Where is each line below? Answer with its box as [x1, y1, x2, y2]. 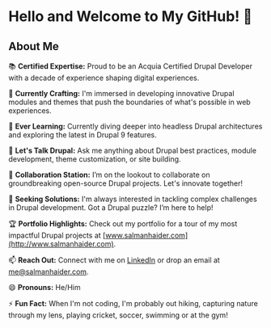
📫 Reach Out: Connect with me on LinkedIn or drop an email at [8, 255, 220, 265]
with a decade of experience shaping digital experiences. [8, 73, 200, 82]
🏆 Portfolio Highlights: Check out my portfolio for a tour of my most [8, 219, 238, 229]
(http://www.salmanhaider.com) [8, 239, 115, 249]
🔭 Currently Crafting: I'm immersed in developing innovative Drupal [8, 89, 235, 98]
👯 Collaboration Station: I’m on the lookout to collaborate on [8, 170, 210, 179]
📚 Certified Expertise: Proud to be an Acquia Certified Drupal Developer [8, 61, 253, 71]
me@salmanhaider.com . [8, 267, 89, 276]
